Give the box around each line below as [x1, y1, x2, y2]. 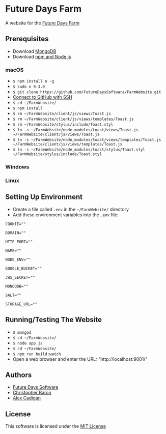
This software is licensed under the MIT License [5, 423, 106, 429]
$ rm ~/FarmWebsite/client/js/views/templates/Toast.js [12, 117, 134, 122]
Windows [5, 163, 30, 170]
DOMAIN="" [5, 230, 26, 236]
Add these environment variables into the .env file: [12, 212, 119, 218]
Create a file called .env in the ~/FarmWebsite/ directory [12, 206, 129, 212]
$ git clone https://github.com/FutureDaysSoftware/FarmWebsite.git [12, 90, 161, 95]
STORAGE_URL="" [5, 301, 38, 307]
